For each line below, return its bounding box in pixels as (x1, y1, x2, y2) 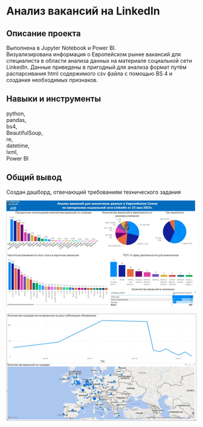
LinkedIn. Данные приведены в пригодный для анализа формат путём (6, 63, 187, 71)
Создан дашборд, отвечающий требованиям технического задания (6, 188, 181, 196)
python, (6, 110, 25, 117)
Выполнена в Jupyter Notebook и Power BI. (6, 44, 117, 51)
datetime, (6, 142, 30, 149)
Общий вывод (6, 172, 62, 182)
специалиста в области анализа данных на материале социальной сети (6, 57, 192, 64)
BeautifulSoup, (6, 129, 43, 136)
